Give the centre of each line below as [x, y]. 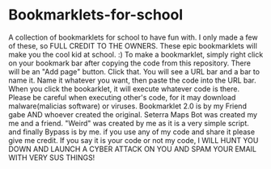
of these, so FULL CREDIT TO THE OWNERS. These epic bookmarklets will [133, 45]
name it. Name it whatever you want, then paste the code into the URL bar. [132, 80]
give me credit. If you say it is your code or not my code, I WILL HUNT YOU [133, 140]
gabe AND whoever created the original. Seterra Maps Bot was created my [133, 114]
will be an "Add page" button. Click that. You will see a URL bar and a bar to [134, 71]
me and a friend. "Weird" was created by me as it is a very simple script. [129, 123]
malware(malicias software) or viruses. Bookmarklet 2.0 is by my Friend [127, 106]
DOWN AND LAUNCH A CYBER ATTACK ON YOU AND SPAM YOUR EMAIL [133, 149]
